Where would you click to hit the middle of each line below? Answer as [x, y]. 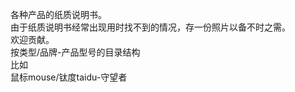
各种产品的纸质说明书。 [58, 14]
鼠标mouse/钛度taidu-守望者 [69, 77]
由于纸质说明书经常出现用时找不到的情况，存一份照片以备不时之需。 [150, 27]
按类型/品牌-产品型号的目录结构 [75, 52]
